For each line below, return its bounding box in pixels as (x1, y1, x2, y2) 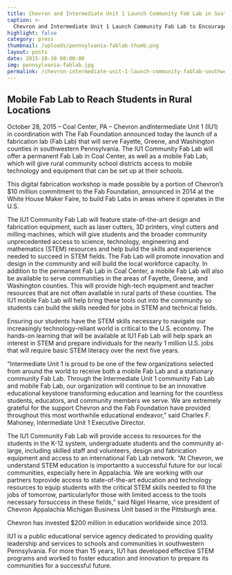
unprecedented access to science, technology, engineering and (7, 238, 188, 246)
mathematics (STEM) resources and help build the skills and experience (7, 245, 212, 253)
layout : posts (7, 49, 48, 56)
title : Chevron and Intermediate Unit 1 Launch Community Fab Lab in (7, 10, 212, 17)
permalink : (7, 68, 39, 75)
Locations (7, 104, 51, 116)
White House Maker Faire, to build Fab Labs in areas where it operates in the (7, 195, 224, 203)
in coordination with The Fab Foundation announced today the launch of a (7, 130, 217, 138)
